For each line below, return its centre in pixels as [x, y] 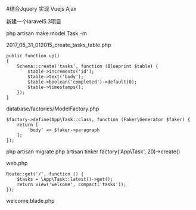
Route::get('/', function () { [45, 174]
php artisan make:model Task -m [47, 33]
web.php [17, 163]
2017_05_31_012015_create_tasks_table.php [59, 45]
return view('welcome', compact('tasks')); [72, 184]
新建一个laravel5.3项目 [34, 21]
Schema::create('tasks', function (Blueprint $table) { [88, 66]
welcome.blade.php [30, 201]
